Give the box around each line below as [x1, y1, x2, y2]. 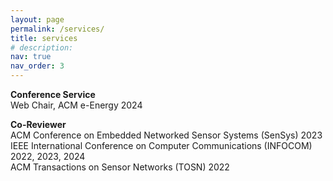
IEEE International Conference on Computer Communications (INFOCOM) [10, 140, 313, 151]
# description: [10, 42, 74, 53]
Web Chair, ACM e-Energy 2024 [10, 99, 143, 111]
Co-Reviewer [10, 119, 67, 130]
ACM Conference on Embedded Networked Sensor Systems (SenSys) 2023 [10, 129, 323, 141]
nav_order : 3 [10, 61, 65, 71]
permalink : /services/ [10, 24, 105, 34]
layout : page [10, 14, 65, 25]
